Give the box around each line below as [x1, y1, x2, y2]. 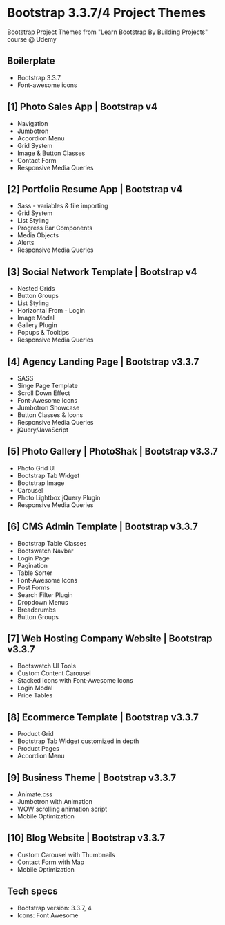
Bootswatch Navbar [17, 547, 74, 555]
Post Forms [17, 583, 50, 592]
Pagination [17, 561, 48, 569]
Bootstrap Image [17, 479, 65, 487]
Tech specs [7, 886, 58, 897]
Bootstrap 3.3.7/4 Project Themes [7, 5, 206, 21]
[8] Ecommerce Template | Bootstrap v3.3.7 [7, 711, 199, 723]
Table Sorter [17, 569, 53, 577]
